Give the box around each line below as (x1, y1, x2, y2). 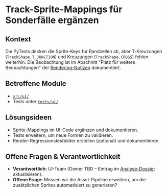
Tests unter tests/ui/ (12, 98, 59, 104)
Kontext (5, 35, 31, 43)
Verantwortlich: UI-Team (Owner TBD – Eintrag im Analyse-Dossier (12, 166, 156, 172)
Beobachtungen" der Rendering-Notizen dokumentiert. (5, 65, 121, 70)
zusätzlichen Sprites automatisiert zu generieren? (12, 182, 117, 188)
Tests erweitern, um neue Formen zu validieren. (12, 132, 113, 138)
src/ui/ (12, 93, 29, 99)
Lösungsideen (5, 113, 52, 122)
